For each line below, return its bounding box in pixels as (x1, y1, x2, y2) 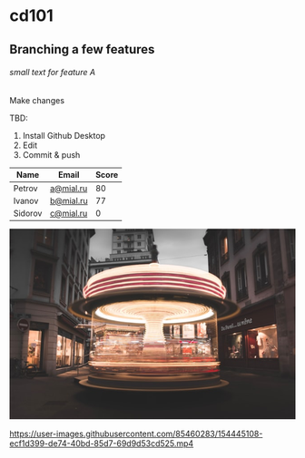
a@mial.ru (49, 182, 88, 193)
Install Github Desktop (22, 130, 106, 141)
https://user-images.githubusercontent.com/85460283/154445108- (9, 428, 263, 439)
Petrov (13, 182, 38, 193)
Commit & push (22, 149, 81, 160)
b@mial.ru (49, 195, 88, 206)
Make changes (9, 94, 65, 105)
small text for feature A (9, 67, 96, 78)
